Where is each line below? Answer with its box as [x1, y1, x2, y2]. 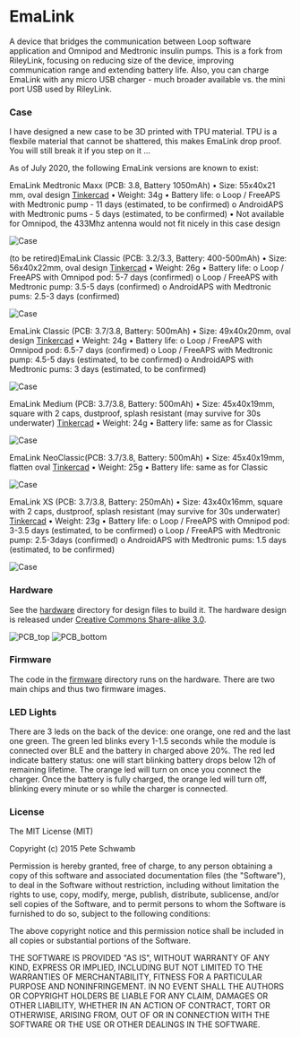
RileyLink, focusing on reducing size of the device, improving [9, 55, 235, 65]
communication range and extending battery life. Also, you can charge [9, 65, 270, 75]
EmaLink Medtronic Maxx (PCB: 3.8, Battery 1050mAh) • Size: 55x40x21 [9, 180, 276, 191]
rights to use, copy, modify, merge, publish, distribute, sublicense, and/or [9, 889, 279, 900]
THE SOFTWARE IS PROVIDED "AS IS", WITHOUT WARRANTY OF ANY [9, 953, 270, 964]
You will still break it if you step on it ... [9, 145, 150, 156]
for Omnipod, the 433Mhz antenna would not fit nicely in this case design [9, 218, 280, 229]
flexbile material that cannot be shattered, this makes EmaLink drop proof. [9, 136, 282, 147]
